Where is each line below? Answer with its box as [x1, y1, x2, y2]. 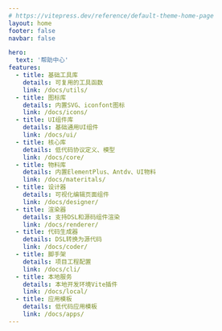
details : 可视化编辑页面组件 [23, 190, 110, 198]
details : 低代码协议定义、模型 [23, 145, 116, 153]
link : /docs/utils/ [23, 86, 88, 94]
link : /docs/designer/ [23, 198, 99, 206]
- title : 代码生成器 [15, 228, 79, 236]
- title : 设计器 [15, 183, 67, 191]
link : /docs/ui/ [23, 131, 78, 139]
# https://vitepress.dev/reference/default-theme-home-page [8, 11, 215, 20]
